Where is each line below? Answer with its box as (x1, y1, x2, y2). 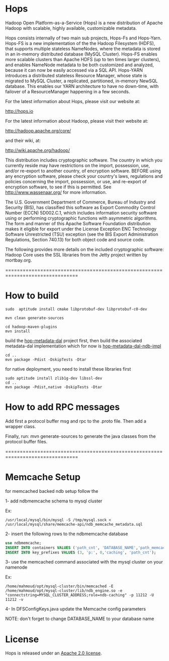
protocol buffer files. (5, 438, 48, 444)
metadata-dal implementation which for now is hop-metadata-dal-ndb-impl (5, 343, 161, 349)
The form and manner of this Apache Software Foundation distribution (5, 220, 151, 226)
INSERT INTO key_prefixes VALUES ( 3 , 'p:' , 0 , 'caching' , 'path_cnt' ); (5, 550, 156, 555)
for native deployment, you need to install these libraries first (5, 366, 131, 372)
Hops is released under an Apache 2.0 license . (5, 650, 102, 656)
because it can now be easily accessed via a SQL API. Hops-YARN (5, 67, 143, 73)
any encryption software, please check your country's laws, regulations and (5, 173, 163, 179)
